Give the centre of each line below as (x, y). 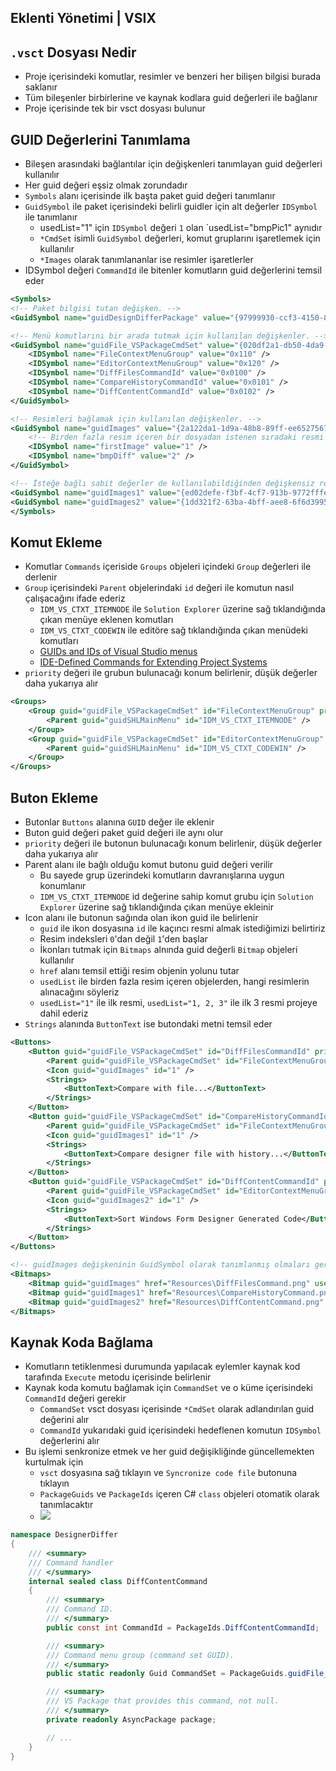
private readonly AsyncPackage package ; (131, 1719)
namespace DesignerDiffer (64, 1535)
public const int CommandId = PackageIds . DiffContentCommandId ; (183, 1627)
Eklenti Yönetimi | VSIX (83, 18)
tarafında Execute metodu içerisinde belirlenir (118, 1377)
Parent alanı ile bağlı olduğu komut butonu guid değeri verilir (149, 865)
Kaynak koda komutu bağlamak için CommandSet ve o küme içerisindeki (168, 1388)
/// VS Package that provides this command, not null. (163, 1701)
